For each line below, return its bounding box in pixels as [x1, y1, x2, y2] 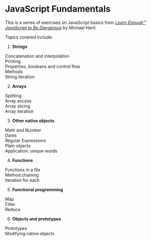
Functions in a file [5, 167, 40, 173]
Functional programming [12, 186, 63, 192]
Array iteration [5, 108, 34, 114]
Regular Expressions [5, 138, 46, 143]
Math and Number [5, 127, 42, 133]
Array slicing [5, 103, 31, 109]
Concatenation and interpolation [5, 53, 69, 59]
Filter [5, 201, 16, 207]
